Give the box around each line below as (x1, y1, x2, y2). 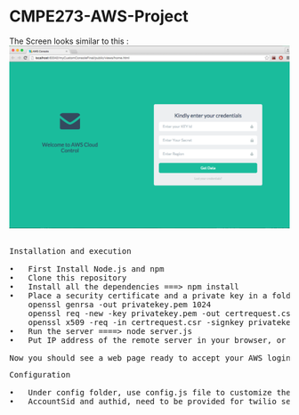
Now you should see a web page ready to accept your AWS (9, 354, 263, 363)
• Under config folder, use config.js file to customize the (9, 387, 291, 398)
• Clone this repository (9, 273, 127, 283)
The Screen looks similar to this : (9, 36, 129, 46)
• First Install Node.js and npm (9, 264, 165, 274)
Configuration (9, 370, 71, 380)
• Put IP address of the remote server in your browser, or (9, 336, 287, 346)
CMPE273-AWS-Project (9, 6, 189, 27)
